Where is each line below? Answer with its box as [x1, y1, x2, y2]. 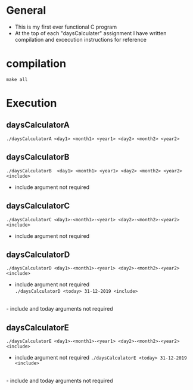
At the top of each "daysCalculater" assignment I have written [14, 29, 167, 36]
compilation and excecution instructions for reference [14, 36, 147, 43]
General [6, 4, 46, 17]
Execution [6, 97, 57, 110]
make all [6, 76, 28, 82]
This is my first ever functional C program [14, 23, 117, 30]
